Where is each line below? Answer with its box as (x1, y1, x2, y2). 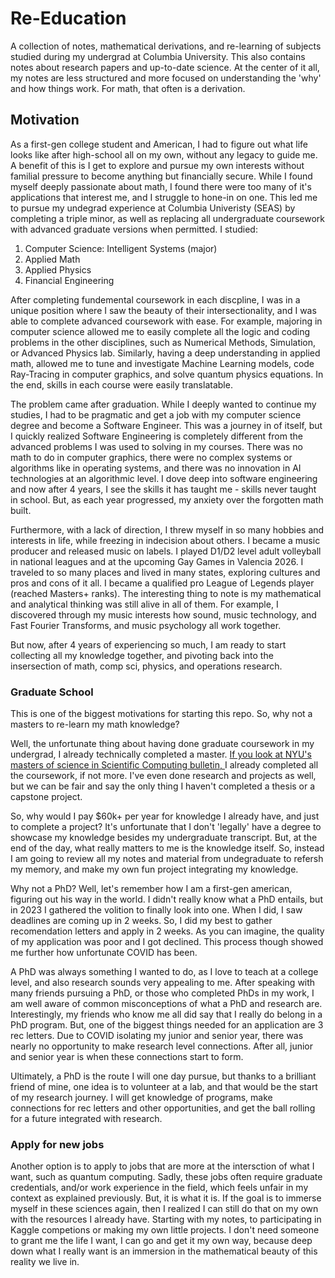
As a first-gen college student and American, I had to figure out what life (10, 138, 308, 150)
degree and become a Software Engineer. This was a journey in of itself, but (10, 419, 323, 431)
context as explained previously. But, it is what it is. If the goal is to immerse (10, 1192, 322, 1204)
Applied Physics (24, 263, 92, 276)
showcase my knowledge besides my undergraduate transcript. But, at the (10, 832, 318, 844)
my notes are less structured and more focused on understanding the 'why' (10, 72, 322, 84)
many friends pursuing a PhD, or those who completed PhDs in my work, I (10, 987, 315, 999)
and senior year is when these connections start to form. (10, 1051, 244, 1063)
